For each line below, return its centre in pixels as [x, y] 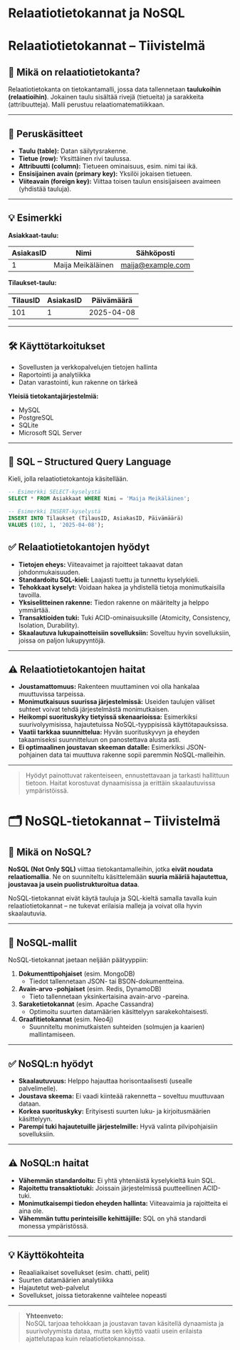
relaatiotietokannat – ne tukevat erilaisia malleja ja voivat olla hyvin [105, 906]
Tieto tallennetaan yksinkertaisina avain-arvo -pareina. [109, 997]
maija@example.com [156, 264]
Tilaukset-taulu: [32, 282]
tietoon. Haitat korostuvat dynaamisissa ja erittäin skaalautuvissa [120, 783]
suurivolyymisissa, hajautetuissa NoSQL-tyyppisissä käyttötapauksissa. [123, 725]
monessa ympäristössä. [53, 1226]
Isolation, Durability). [49, 625]
